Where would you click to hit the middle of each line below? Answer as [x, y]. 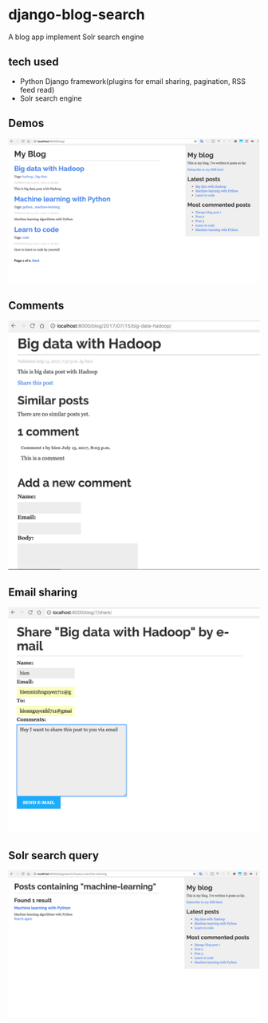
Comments [36, 305]
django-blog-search [77, 15]
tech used [33, 62]
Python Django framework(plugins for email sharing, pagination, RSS [132, 81]
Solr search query [54, 856]
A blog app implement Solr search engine [77, 37]
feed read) [37, 90]
